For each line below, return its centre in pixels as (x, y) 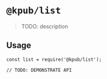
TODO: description (45, 26)
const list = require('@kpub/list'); (54, 60)
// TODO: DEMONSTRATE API (39, 70)
